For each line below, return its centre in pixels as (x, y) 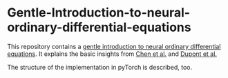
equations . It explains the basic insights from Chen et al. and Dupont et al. (112, 54)
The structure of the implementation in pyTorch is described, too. (100, 67)
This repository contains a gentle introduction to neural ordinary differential (114, 46)
